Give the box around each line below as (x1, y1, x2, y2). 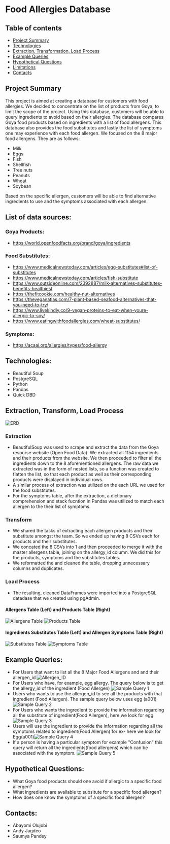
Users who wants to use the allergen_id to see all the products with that (12, 690, 162, 696)
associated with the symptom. (12, 750, 76, 756)
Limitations (12, 64, 36, 70)
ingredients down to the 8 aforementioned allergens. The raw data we (12, 460, 159, 466)
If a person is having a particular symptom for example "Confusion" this (12, 739, 163, 745)
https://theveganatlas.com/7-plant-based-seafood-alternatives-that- (12, 296, 157, 302)
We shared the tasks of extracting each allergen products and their (12, 528, 153, 534)
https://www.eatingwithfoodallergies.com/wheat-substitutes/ (12, 318, 141, 324)
